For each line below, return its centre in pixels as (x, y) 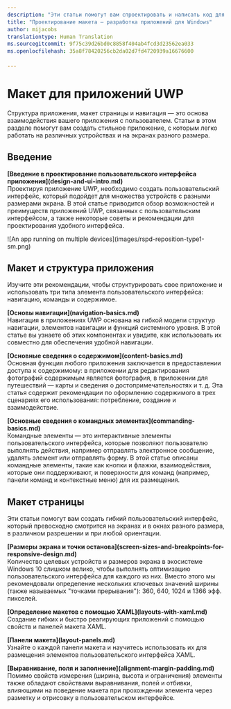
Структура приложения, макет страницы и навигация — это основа (108, 113)
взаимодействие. (33, 408)
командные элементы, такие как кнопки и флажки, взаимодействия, (109, 465)
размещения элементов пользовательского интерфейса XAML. (101, 655)
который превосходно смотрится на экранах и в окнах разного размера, (116, 526)
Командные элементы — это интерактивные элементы (89, 436)
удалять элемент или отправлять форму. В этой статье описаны (103, 458)
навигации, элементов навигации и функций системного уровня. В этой (114, 328)
